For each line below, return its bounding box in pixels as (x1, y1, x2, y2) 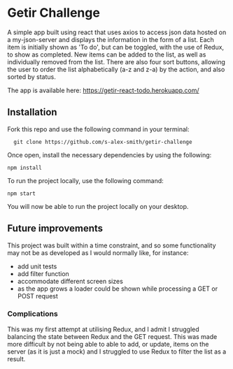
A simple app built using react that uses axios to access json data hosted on (7, 28, 227, 36)
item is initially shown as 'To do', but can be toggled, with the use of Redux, (7, 43, 225, 51)
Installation (7, 106, 57, 118)
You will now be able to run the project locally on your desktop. (7, 202, 189, 210)
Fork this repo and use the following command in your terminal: (7, 124, 190, 133)
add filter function (17, 269, 70, 277)
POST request (17, 291, 58, 300)
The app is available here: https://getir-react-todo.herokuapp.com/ (7, 86, 199, 94)
